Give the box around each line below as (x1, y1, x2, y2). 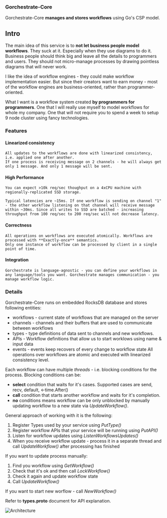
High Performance (5, 174, 44, 180)
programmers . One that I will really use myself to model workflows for (5, 104, 150, 110)
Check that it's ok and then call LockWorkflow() (12, 468, 111, 474)
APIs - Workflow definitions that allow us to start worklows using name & (12, 336, 162, 342)
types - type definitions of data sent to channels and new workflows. (12, 330, 154, 336)
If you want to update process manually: (5, 453, 88, 459)
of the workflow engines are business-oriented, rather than (5, 84, 127, 90)
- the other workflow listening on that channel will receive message (5, 203, 155, 208)
